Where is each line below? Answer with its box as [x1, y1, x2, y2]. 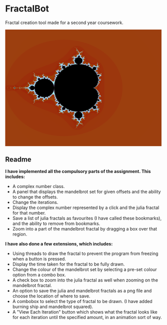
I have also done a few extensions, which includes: [5, 241, 113, 247]
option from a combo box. [12, 272, 66, 278]
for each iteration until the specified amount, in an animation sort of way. [12, 314, 162, 320]
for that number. [12, 210, 46, 216]
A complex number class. [12, 183, 65, 189]
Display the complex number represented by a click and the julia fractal [12, 204, 159, 210]
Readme [5, 155, 31, 163]
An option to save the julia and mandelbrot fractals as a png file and [12, 288, 152, 294]
